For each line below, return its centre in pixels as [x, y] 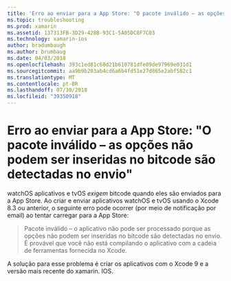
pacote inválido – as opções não [100, 145]
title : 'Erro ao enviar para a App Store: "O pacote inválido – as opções [117, 13]
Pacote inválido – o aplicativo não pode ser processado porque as [117, 228]
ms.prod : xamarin [32, 26]
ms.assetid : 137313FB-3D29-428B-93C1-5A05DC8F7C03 [81, 33]
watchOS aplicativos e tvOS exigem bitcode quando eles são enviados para [114, 193]
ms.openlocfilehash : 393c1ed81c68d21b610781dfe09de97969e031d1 [100, 65]
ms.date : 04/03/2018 [37, 58]
